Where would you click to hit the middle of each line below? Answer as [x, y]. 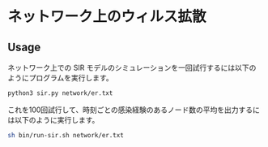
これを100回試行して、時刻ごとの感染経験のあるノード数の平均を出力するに [134, 110]
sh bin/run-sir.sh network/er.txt [66, 135]
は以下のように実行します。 [53, 119]
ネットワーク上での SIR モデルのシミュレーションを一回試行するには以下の [132, 67]
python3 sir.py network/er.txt [60, 93]
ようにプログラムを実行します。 [61, 78]
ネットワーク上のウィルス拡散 [107, 17]
